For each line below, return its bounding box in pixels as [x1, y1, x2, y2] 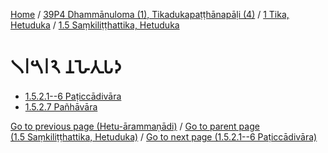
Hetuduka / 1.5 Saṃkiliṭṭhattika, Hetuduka [10, 19, 180, 31]
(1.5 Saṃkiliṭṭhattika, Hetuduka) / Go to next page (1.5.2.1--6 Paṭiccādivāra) [10, 130, 318, 143]
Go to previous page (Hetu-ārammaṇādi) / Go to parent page [10, 120, 260, 132]
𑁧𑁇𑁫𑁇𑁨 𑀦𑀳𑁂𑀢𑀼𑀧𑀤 [10, 56, 122, 79]
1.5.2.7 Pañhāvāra [24, 100, 98, 113]
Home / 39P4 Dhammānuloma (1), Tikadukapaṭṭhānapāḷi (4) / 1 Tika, [10, 9, 290, 20]
